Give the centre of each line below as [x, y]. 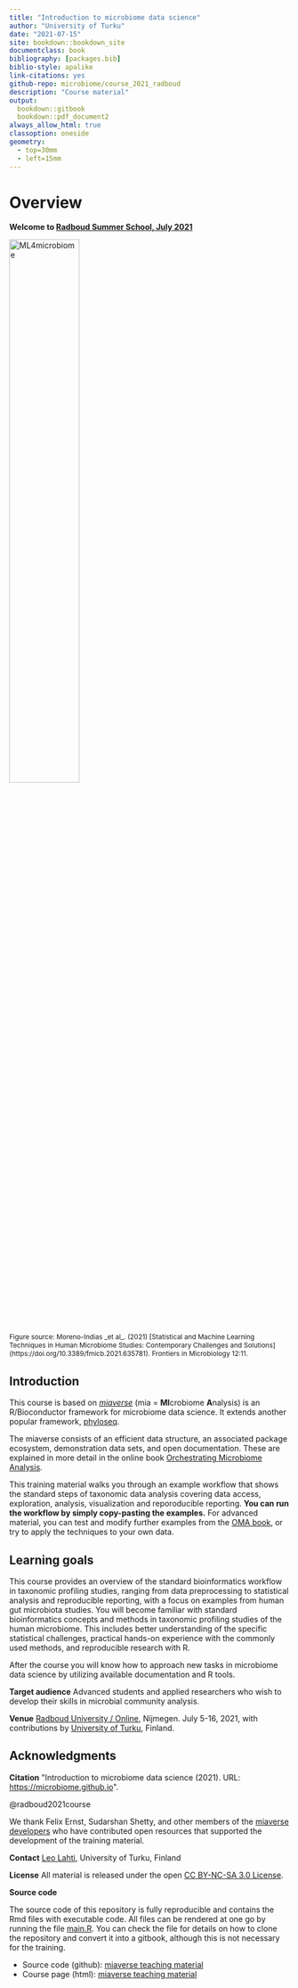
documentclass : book [48, 51]
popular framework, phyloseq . [64, 1422]
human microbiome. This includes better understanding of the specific [138, 1629]
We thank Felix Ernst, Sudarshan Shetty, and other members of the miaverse [149, 1821]
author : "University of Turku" [67, 26]
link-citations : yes [48, 76]
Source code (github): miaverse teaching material [113, 1964]
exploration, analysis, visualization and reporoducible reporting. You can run [149, 1504]
